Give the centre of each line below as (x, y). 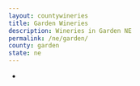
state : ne (25, 53)
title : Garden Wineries (49, 23)
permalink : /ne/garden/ (49, 38)
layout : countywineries (49, 16)
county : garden (34, 46)
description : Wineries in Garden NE (70, 31)
